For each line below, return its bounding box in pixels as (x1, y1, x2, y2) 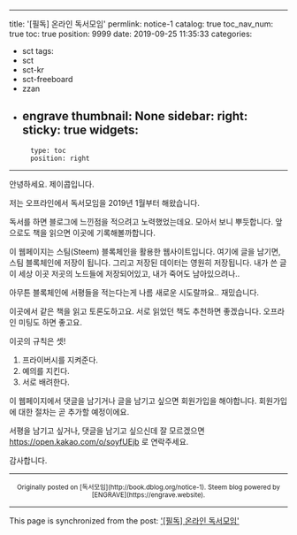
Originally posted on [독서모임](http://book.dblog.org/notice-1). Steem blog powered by (16, 483, 281, 492)
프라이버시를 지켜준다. (21, 355, 99, 365)
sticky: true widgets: (21, 123, 139, 138)
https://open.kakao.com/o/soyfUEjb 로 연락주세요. (9, 436, 189, 447)
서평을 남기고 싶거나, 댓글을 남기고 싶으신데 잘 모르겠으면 (9, 425, 205, 436)
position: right (30, 154, 90, 163)
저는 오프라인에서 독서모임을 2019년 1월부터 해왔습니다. (9, 197, 201, 208)
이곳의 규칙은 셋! (9, 335, 66, 346)
